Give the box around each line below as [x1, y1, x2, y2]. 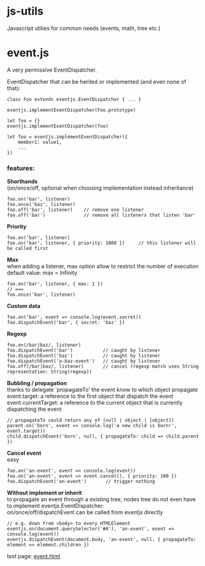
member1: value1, [18, 139, 62, 145]
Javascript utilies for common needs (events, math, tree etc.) [7, 24, 161, 32]
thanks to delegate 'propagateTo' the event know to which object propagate [7, 386, 198, 394]
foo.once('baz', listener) [7, 202, 76, 208]
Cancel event [7, 449, 42, 457]
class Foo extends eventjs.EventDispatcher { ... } [7, 96, 141, 102]
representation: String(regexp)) [7, 369, 92, 375]
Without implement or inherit [7, 489, 82, 496]
